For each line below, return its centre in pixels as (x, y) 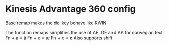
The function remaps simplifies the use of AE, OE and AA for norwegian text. (85, 32)
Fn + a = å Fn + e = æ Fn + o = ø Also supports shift (59, 38)
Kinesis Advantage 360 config (71, 9)
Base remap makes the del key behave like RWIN (56, 23)
